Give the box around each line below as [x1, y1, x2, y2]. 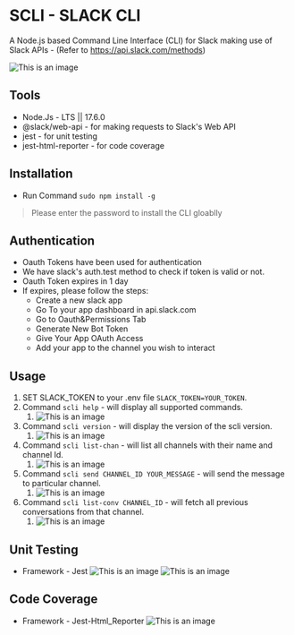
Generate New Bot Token [35, 323, 129, 334]
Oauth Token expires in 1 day [21, 276, 129, 287]
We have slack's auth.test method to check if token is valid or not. [21, 266, 265, 278]
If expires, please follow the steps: [21, 286, 149, 296]
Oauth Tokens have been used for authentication [21, 257, 203, 268]
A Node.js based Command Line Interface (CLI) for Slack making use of [9, 35, 273, 46]
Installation [9, 167, 73, 182]
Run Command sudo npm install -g [21, 190, 156, 201]
